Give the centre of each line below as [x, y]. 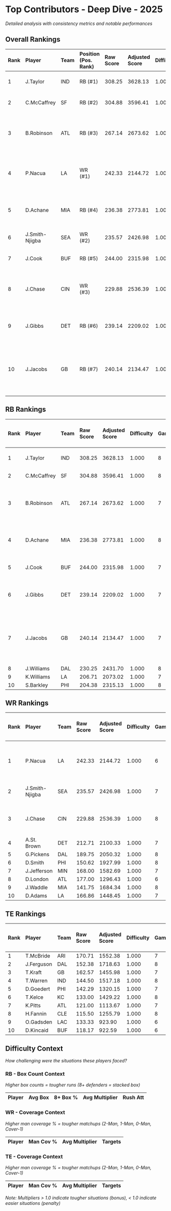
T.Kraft [33, 972]
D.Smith [35, 863]
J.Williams [37, 668]
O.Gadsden [39, 1022]
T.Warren [36, 981]
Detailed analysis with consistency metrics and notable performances [79, 23]
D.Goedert [38, 989]
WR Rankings [27, 703]
